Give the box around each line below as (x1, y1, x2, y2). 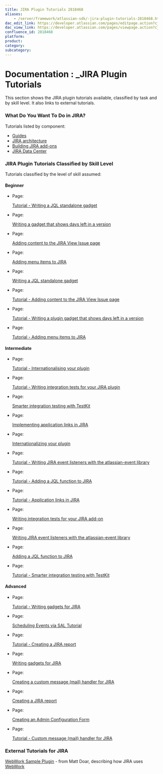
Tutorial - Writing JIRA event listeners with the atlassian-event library (12, 460, 150, 465)
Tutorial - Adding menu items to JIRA (12, 334, 86, 340)
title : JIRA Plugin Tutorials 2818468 (5, 7, 83, 12)
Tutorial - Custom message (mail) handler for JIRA (12, 735, 113, 741)
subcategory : (5, 48, 32, 52)
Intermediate (5, 345, 32, 351)
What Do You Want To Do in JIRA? (5, 112, 86, 119)
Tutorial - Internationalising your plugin (12, 365, 90, 371)
